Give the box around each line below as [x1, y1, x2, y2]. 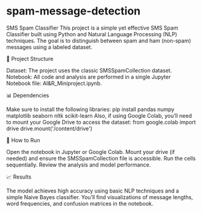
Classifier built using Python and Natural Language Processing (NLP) [6, 30, 178, 37]
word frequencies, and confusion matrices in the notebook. [6, 200, 154, 207]
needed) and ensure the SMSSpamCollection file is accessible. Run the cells [6, 154, 196, 162]
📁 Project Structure [6, 55, 54, 62]
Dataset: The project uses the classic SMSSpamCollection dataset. [6, 66, 172, 74]
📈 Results [6, 173, 32, 180]
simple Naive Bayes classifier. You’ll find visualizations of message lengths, [6, 193, 194, 200]
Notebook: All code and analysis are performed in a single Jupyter [6, 73, 171, 80]
